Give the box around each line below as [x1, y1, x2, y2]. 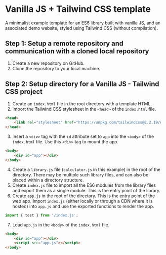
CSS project [5, 87, 43, 96]
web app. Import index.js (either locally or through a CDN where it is [12, 198, 153, 204]
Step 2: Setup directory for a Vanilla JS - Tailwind [5, 80, 160, 88]
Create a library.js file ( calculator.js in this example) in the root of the [12, 167, 161, 172]
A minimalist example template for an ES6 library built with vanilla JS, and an [5, 20, 161, 26]
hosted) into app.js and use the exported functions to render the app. [12, 203, 154, 209]
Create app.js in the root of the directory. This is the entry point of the [12, 193, 155, 199]
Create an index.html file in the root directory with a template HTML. [12, 100, 152, 107]
